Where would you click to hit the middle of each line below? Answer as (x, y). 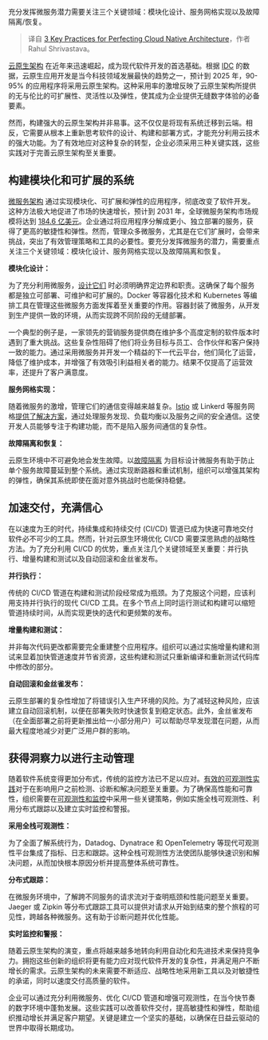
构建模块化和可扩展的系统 (71, 180)
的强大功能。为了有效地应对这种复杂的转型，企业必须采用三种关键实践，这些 (134, 143)
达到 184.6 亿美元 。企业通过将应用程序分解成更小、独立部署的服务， (134, 221)
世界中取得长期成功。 (43, 1028)
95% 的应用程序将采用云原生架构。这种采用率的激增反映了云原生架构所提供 (132, 86)
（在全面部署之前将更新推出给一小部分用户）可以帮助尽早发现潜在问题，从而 (134, 720)
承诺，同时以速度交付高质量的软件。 (74, 981)
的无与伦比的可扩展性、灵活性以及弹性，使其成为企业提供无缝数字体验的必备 (134, 96)
